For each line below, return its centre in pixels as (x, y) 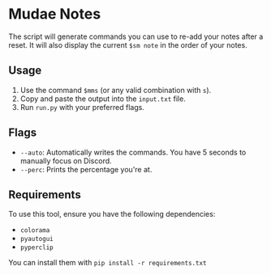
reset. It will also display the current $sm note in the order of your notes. (128, 44)
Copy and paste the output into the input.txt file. (103, 99)
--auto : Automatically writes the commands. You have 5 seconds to (133, 152)
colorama (35, 231)
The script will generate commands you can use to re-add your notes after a (136, 36)
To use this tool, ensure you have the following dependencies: (112, 214)
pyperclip (37, 247)
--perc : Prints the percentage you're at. (86, 169)
